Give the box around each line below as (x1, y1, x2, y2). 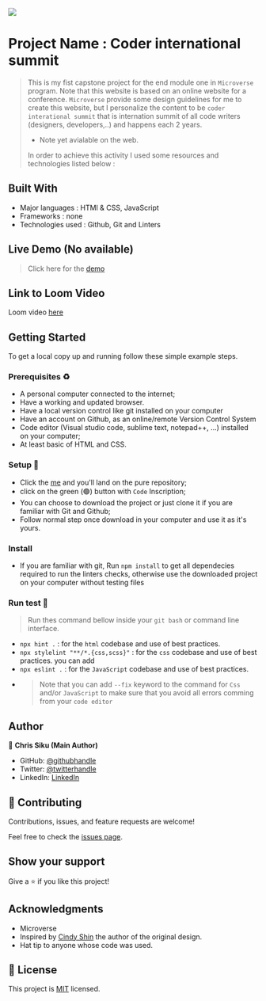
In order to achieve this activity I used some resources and (27, 150, 219, 160)
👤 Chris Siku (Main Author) (8, 740, 98, 750)
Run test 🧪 (8, 598, 49, 608)
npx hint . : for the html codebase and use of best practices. (19, 639, 221, 649)
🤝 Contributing (8, 796, 82, 809)
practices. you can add (19, 656, 95, 665)
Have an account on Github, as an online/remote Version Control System (19, 414, 256, 424)
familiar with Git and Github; (19, 506, 111, 516)
